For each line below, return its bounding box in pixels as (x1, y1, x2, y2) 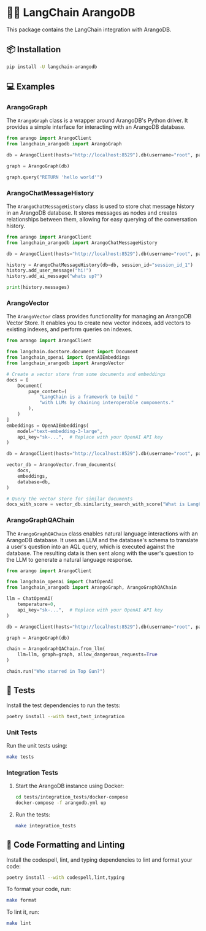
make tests (6, 754, 34, 760)
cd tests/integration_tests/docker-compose (15, 794, 129, 800)
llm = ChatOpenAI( (6, 596, 53, 602)
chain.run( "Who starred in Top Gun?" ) (6, 669, 105, 675)
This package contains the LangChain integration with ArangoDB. (6, 26, 172, 33)
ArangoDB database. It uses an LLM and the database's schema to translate (6, 536, 199, 543)
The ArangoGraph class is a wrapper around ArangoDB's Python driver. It (6, 117, 188, 125)
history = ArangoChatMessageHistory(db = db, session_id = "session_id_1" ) (6, 262, 193, 268)
